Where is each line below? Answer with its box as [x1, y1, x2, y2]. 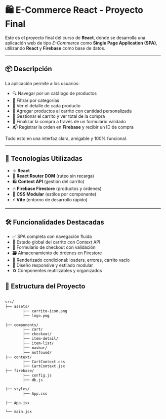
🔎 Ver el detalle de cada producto [12, 102, 81, 108]
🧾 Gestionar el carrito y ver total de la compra [12, 113, 105, 119]
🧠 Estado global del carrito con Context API [12, 239, 101, 245]
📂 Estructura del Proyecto [5, 282, 85, 290]
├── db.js [23, 377, 43, 383]
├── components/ [5, 323, 39, 327]
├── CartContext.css [23, 359, 65, 364]
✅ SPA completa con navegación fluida [12, 233, 92, 239]
